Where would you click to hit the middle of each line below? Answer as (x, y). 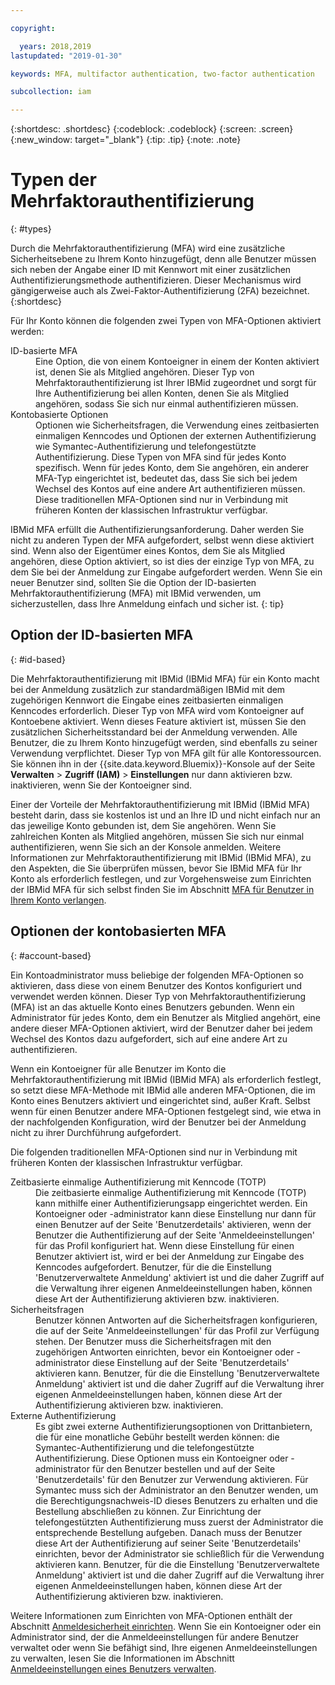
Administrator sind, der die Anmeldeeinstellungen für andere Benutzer (154, 1637)
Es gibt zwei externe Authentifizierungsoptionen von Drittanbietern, (174, 1426)
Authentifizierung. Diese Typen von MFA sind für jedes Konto (161, 457)
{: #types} (31, 229)
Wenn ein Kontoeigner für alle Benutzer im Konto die (118, 1068)
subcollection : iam (51, 92)
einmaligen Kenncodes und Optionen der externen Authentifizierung (176, 436)
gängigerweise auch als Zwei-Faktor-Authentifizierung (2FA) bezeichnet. (160, 291)
